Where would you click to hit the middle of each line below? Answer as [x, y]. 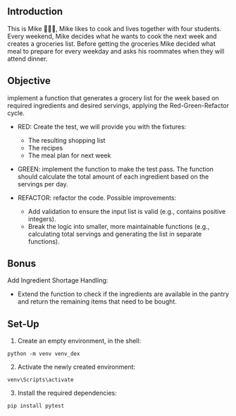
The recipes [45, 148]
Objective [29, 81]
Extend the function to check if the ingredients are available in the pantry [123, 294]
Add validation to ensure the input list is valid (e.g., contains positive [127, 211]
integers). [42, 219]
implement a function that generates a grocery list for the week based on [113, 97]
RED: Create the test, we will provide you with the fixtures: [102, 126]
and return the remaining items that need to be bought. [97, 302]
